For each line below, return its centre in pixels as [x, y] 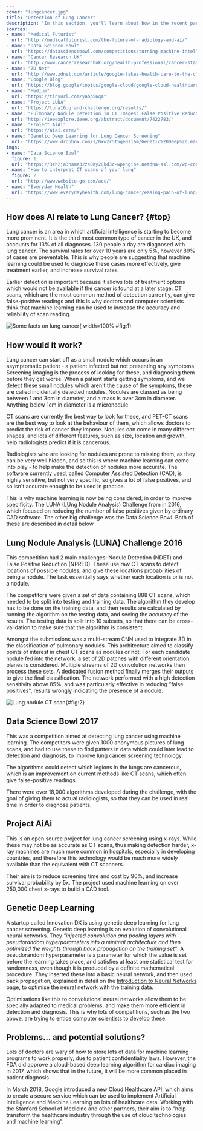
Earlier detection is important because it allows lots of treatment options [96, 282]
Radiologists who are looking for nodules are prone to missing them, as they [101, 454]
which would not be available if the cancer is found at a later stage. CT [94, 288]
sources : [17, 29]
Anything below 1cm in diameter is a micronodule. [68, 405]
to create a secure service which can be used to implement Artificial [91, 1096]
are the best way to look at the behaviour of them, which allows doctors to [99, 423]
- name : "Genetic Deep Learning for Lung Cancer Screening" [84, 136]
